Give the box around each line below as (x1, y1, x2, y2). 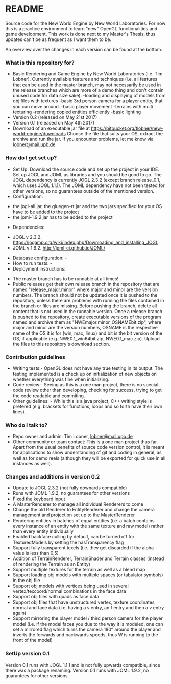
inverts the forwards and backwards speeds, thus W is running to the (12, 632, 158, 638)
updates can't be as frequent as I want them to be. (5, 36, 112, 43)
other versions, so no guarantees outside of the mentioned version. (12, 188, 155, 194)
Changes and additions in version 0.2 (5, 473, 100, 481)
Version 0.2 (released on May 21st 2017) (12, 114, 97, 120)
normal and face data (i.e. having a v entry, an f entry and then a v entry (12, 605, 164, 611)
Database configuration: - (12, 255, 67, 261)
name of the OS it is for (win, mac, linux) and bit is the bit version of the (12, 330, 162, 336)
